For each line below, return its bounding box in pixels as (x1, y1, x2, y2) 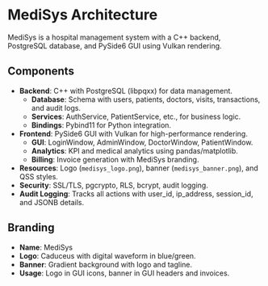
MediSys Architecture (7, 6, 158, 24)
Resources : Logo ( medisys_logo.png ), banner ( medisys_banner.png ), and (19, 163, 259, 173)
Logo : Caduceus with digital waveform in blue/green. (19, 250, 196, 260)
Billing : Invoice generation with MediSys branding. (31, 154, 199, 164)
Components (7, 65, 74, 78)
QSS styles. (19, 171, 58, 181)
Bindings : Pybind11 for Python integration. (31, 120, 171, 130)
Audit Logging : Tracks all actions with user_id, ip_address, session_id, (19, 188, 253, 199)
